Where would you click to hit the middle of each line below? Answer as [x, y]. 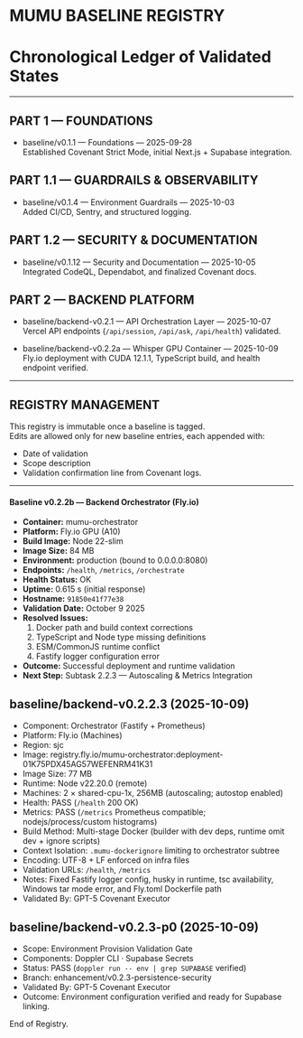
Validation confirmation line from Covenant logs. [112, 473]
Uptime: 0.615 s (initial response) [84, 589]
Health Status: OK [57, 580]
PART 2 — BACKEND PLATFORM [102, 299]
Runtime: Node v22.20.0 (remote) [85, 783]
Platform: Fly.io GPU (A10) [71, 532]
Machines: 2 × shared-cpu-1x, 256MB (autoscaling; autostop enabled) [153, 793]
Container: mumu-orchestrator [80, 522]
